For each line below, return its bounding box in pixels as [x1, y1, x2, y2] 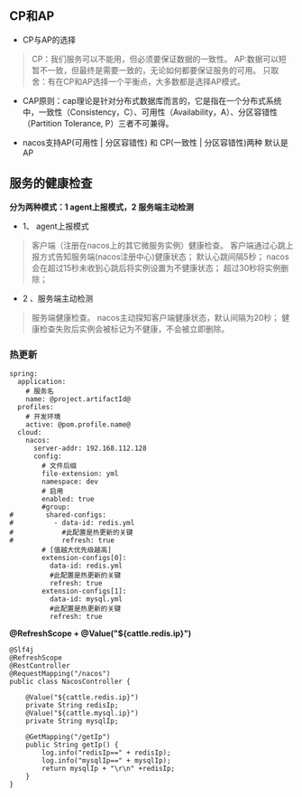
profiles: [17, 402, 54, 411]
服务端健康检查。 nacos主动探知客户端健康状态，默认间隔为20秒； [31, 312, 280, 323]
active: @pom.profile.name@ [25, 419, 131, 429]
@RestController [9, 661, 70, 670]
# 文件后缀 [41, 461, 78, 470]
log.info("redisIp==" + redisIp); [41, 748, 171, 757]
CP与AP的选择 [22, 34, 77, 45]
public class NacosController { [9, 677, 131, 686]
